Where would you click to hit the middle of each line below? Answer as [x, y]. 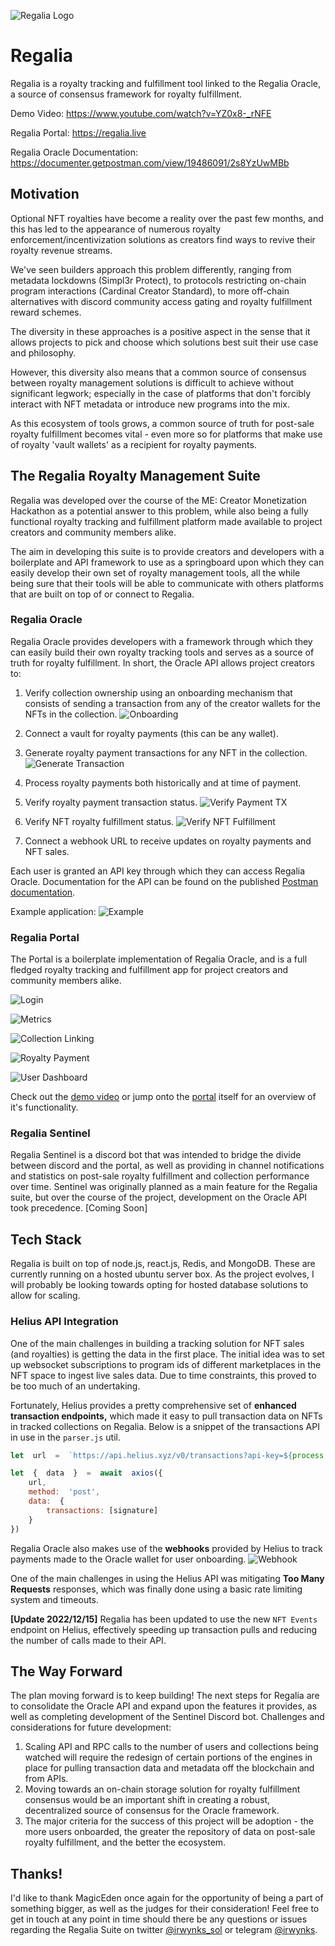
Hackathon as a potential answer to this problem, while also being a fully [159, 511]
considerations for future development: [91, 1727]
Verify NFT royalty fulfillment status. [99, 821]
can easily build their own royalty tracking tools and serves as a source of [162, 652]
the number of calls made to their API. [88, 1640]
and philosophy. [43, 352]
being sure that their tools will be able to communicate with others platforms [167, 583]
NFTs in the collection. [71, 714]
